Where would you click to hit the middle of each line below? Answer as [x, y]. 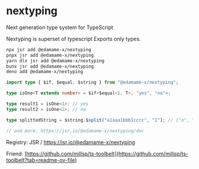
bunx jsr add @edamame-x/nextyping [50, 66]
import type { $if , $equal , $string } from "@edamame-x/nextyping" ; [92, 82]
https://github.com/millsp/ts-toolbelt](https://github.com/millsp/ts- [107, 154]
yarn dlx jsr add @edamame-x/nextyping [55, 60]
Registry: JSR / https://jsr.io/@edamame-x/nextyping [70, 142]
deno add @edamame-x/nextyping [45, 72]
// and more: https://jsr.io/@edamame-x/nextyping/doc [75, 131]
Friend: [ [16, 154]
